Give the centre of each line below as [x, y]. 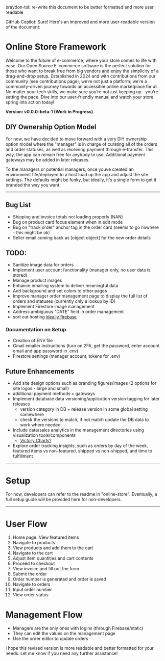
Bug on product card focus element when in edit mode [68, 222]
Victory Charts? [36, 441]
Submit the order [30, 574]
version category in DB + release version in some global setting [84, 409]
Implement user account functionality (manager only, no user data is [82, 270]
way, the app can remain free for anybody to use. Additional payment [75, 155]
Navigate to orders [31, 584]
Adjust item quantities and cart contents [53, 558]
